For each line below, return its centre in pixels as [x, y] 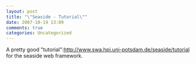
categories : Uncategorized [39, 33]
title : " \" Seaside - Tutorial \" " [47, 17]
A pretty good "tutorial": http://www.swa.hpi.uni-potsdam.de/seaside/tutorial [98, 49]
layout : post [22, 11]
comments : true [25, 28]
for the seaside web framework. [44, 56]
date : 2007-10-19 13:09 [35, 22]
